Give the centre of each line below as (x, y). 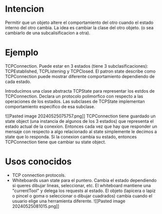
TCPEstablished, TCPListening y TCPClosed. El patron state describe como (80, 71)
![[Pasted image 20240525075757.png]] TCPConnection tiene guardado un (80, 116)
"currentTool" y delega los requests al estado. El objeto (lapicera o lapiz (84, 191)
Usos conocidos (38, 162)
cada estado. (18, 81)
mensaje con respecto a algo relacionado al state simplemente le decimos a (81, 131)
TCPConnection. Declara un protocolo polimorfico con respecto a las (74, 96)
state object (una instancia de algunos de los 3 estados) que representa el (80, 121)
